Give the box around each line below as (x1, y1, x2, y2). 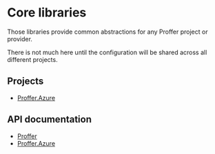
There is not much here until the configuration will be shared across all (7, 48, 207, 56)
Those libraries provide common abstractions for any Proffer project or (7, 27, 208, 36)
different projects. (7, 55, 58, 63)
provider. (7, 34, 33, 43)
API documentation (7, 113, 92, 125)
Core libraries (7, 5, 87, 21)
